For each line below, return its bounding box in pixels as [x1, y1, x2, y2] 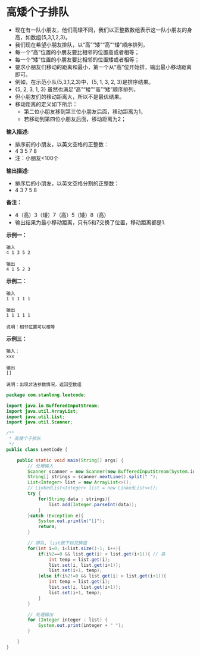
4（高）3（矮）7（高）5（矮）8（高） [14, 211, 110, 218]
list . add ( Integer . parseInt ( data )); [48, 501, 137, 507]
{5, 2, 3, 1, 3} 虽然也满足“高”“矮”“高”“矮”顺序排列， [14, 86, 139, 93]
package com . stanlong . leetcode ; [6, 392, 86, 398]
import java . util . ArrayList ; [6, 408, 79, 414]
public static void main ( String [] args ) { [17, 457, 124, 463]
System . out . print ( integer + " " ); [37, 623, 124, 629]
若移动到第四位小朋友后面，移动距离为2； [23, 115, 127, 123]
